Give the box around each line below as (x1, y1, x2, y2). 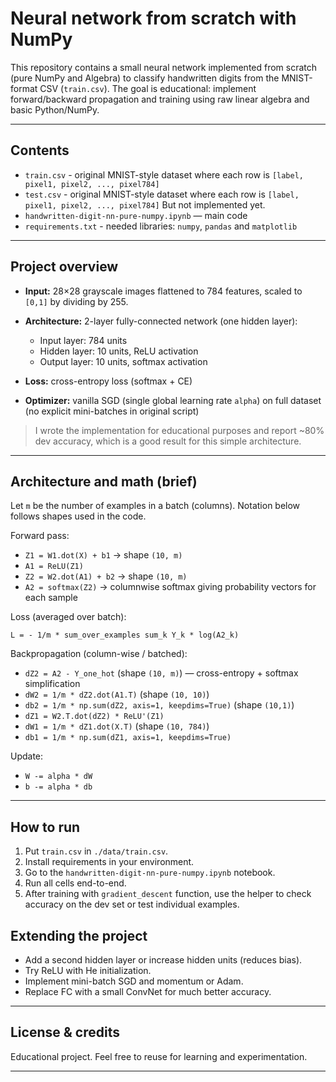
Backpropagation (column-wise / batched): (10, 648, 188, 660)
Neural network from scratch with (10, 7, 297, 30)
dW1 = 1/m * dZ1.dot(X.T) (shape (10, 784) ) (24, 720, 210, 732)
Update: (10, 750, 44, 762)
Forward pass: (10, 530, 70, 542)
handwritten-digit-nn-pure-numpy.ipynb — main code (24, 209, 248, 221)
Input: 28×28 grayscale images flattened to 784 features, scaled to (24, 285, 303, 297)
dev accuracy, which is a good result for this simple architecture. (34, 435, 302, 447)
